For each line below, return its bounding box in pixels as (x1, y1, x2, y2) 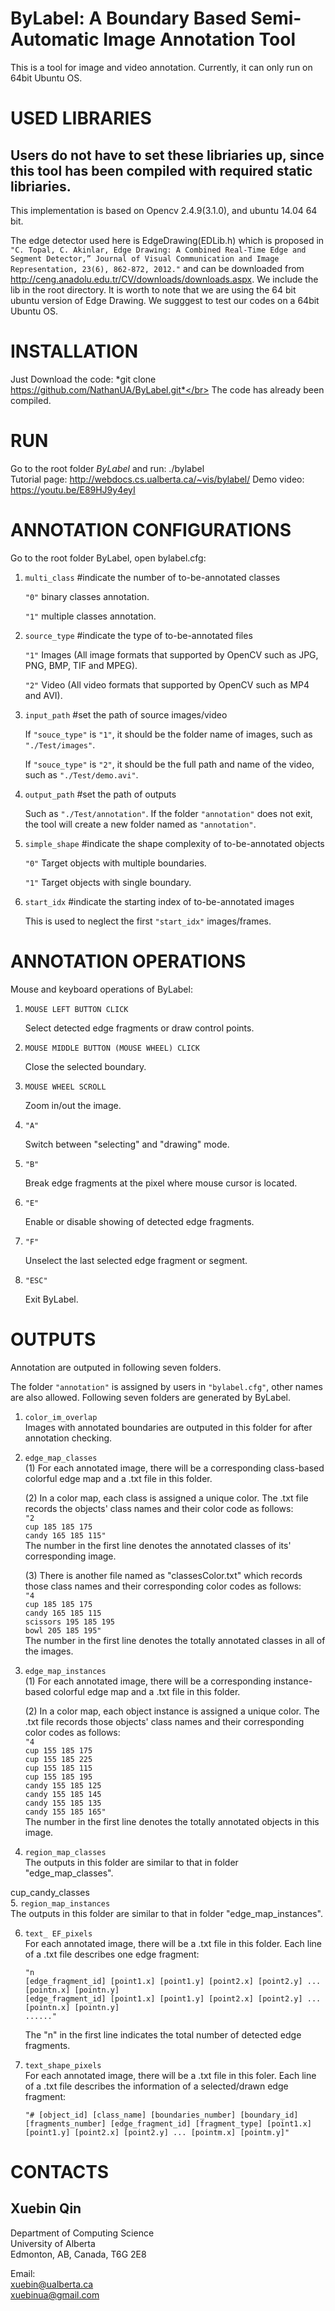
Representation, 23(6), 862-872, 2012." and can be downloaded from (10, 262, 305, 274)
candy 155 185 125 (24, 1780, 102, 1791)
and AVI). (24, 689, 63, 701)
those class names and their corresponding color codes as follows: (24, 1580, 302, 1592)
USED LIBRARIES (10, 107, 152, 130)
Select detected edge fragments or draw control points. (24, 1022, 255, 1034)
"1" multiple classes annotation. (24, 610, 157, 622)
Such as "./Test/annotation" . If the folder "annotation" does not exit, (24, 807, 313, 819)
